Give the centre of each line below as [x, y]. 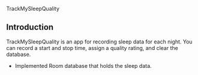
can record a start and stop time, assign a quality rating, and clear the [92, 48]
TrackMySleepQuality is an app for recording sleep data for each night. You [100, 42]
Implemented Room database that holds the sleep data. [83, 65]
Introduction [30, 27]
